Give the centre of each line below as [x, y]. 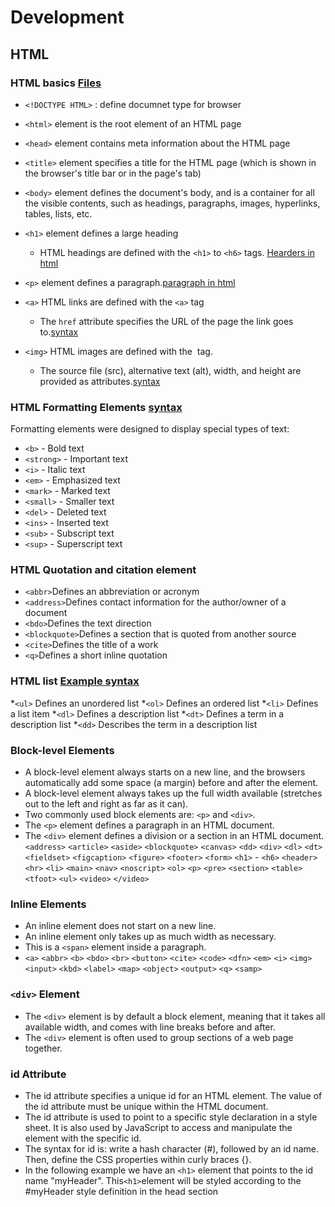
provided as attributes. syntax [100, 381]
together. [43, 1048]
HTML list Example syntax [75, 681]
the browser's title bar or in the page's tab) [113, 173]
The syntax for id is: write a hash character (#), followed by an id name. [171, 1148]
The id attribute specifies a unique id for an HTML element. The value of [173, 1095]
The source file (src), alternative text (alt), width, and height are [170, 370]
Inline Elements [48, 904]
